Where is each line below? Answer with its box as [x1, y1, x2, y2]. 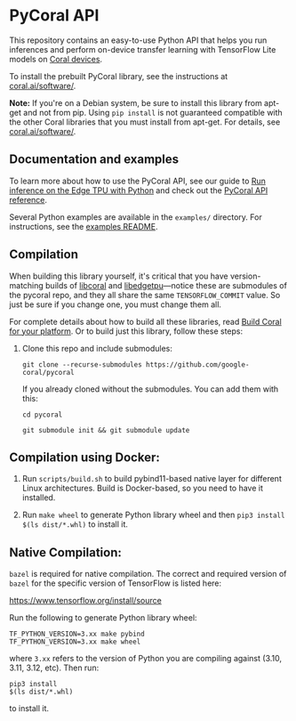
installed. [21, 492, 56, 503]
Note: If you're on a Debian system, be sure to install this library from [9, 97, 262, 108]
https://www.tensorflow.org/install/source [9, 595, 162, 606]
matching [9, 279, 44, 290]
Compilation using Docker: [9, 450, 160, 465]
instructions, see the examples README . [9, 221, 158, 231]
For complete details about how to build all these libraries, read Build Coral [9, 316, 282, 327]
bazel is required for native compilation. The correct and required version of [9, 569, 287, 579]
